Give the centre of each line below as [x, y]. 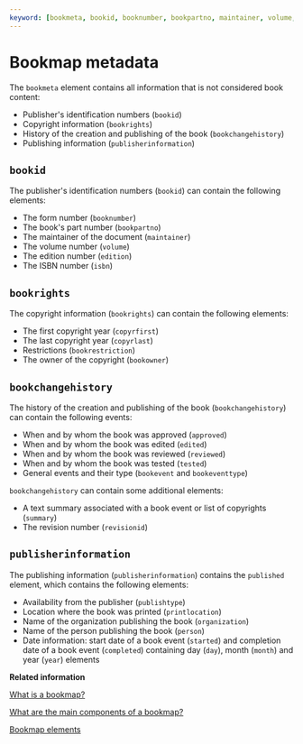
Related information [47, 676]
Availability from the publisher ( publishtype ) [104, 602]
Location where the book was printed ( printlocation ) [122, 611]
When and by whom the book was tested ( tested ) [115, 464]
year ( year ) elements [61, 659]
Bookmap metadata [84, 62]
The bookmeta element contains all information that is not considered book [147, 87]
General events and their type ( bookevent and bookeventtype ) [135, 473]
